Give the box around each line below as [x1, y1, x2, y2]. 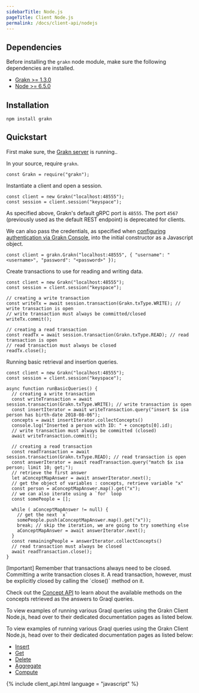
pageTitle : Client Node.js [6, 14, 74, 20]
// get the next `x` [17, 511, 68, 517]
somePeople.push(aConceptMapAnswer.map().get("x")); [17, 517, 152, 523]
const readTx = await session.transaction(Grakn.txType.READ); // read [6, 332, 189, 338]
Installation [6, 100, 49, 110]
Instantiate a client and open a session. [6, 182, 103, 189]
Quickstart [6, 132, 47, 142]
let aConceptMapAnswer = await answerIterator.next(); [11, 475, 152, 481]
